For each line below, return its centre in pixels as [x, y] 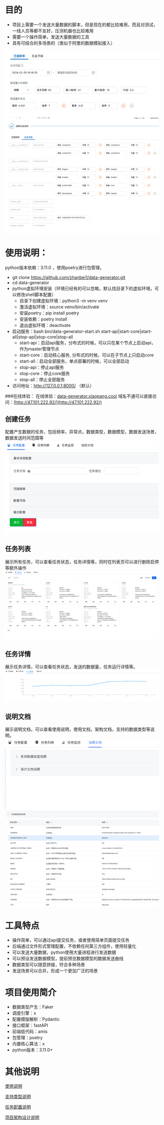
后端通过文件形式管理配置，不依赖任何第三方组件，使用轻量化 [74, 946]
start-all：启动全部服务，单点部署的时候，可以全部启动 [74, 361]
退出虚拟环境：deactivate [45, 325]
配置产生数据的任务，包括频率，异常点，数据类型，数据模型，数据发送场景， [82, 432]
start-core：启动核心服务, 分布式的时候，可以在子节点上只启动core [86, 355]
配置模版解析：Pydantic [36, 1019]
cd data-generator [31, 282]
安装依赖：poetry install [43, 319]
